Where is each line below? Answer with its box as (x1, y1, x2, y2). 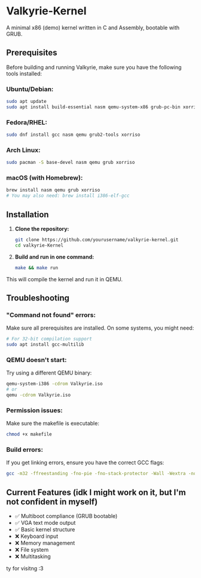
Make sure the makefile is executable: (6, 420, 100, 427)
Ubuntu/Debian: (6, 85, 54, 93)
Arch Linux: (6, 145, 41, 154)
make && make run (14, 264, 59, 270)
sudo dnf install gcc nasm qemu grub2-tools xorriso (6, 132, 141, 138)
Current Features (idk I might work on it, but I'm (6, 487, 187, 497)
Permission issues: (6, 406, 63, 414)
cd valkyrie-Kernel (14, 242, 64, 248)
